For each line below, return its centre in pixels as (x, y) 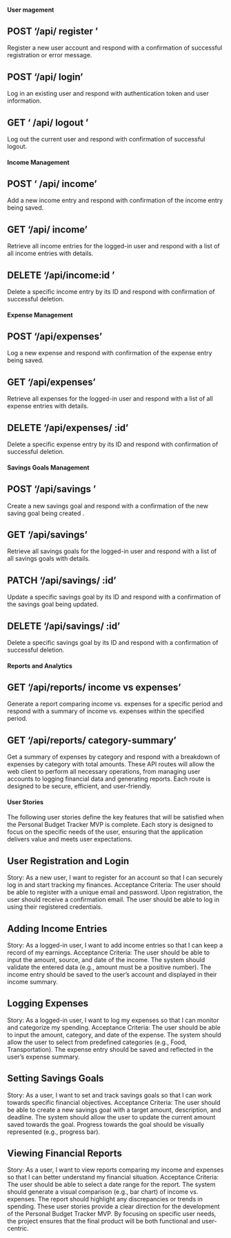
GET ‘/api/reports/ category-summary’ (92, 740)
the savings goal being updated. (53, 604)
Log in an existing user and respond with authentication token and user (108, 94)
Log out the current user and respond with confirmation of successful (106, 139)
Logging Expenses (48, 1004)
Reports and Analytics (40, 666)
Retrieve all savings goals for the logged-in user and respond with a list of (112, 551)
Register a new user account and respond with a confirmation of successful (115, 48)
